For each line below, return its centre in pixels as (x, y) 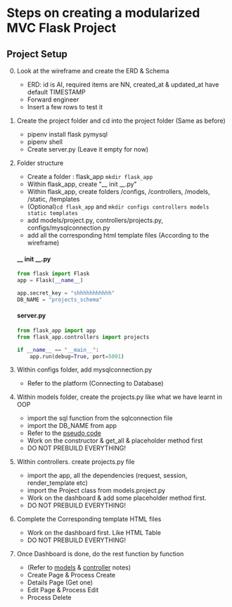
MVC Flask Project (62, 28)
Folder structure (40, 163)
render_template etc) (58, 483)
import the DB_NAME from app (72, 426)
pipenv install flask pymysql (67, 134)
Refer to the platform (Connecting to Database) (95, 384)
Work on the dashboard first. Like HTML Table (94, 533)
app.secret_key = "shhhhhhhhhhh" (66, 293)
